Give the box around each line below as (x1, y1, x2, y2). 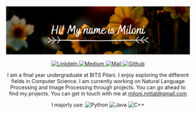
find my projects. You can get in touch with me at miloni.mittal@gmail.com (9, 90, 187, 97)
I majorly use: (51, 101, 84, 108)
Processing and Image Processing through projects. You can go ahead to (10, 84, 186, 91)
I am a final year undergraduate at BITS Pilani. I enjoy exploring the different (7, 72, 189, 79)
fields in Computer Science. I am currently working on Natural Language (11, 78, 185, 85)
